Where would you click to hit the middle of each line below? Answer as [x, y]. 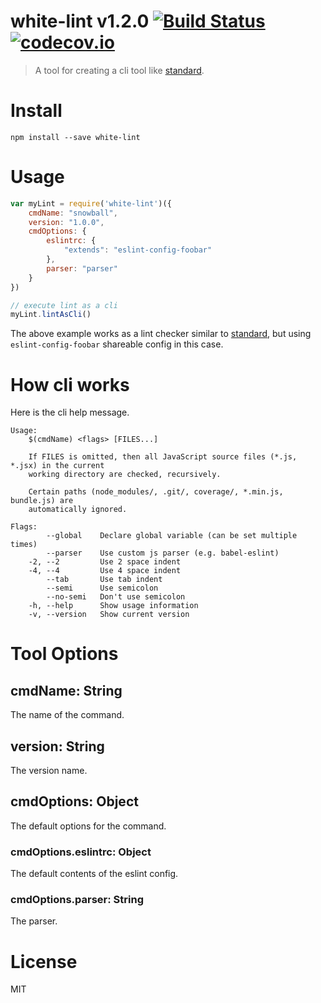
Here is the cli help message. [70, 412]
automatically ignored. [78, 510]
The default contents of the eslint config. [94, 874]
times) [24, 545]
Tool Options [64, 654]
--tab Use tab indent [104, 580]
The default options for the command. [88, 826]
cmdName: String [66, 690]
